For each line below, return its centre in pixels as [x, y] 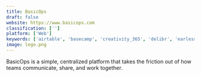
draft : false [22, 17]
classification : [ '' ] [33, 28]
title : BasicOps [26, 12]
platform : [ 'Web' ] [29, 34]
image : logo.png [26, 45]
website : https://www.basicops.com [51, 23]
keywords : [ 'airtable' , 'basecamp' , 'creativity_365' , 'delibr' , [89, 39]
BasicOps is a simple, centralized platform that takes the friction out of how [99, 61]
